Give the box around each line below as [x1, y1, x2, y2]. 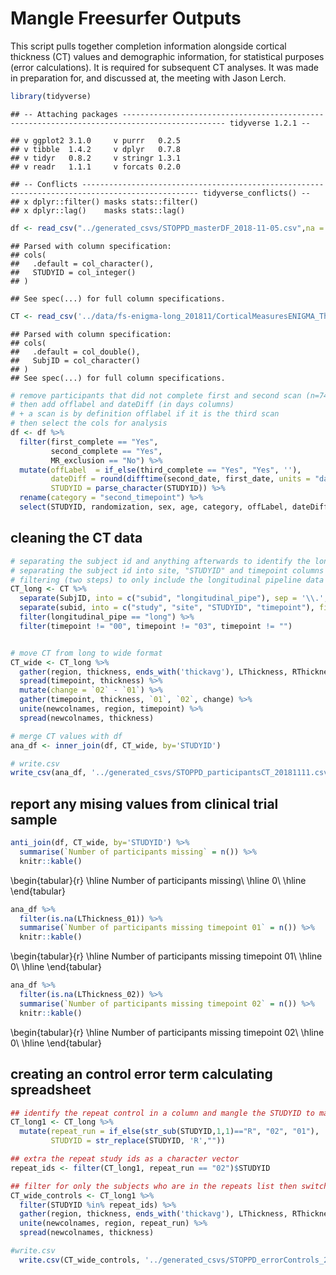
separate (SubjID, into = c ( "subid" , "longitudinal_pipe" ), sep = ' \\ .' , [19, 593, 329, 604]
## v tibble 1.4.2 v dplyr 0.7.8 [10, 144, 182, 154]
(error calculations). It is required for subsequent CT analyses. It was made [10, 61, 320, 73]
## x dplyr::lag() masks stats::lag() [10, 205, 186, 216]
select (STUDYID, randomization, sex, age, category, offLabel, [19, 502, 288, 512]
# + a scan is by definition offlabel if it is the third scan [10, 409, 280, 419]
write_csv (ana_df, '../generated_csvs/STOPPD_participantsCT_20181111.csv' [10, 768, 333, 778]
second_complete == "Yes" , [50, 446, 163, 456]
